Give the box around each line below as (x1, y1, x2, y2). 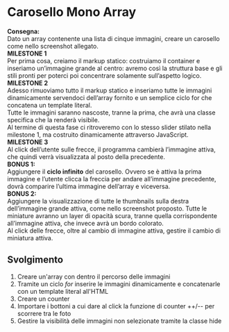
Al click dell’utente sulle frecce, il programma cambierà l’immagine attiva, (7, 145, 217, 153)
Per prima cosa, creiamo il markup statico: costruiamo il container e (7, 56, 201, 65)
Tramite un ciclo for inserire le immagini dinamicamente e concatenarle (17, 279, 221, 288)
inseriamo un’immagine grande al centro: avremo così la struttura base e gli (7, 64, 223, 72)
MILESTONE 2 (7, 78, 49, 87)
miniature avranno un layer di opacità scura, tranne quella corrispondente (7, 211, 217, 219)
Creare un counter (17, 294, 70, 303)
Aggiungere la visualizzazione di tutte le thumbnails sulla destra (7, 197, 189, 205)
